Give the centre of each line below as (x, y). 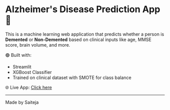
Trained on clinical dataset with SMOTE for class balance (72, 78)
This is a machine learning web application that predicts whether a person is (85, 34)
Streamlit (22, 66)
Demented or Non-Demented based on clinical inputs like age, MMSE (78, 40)
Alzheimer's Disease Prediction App (83, 9)
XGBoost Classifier (32, 72)
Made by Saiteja (22, 102)
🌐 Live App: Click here (29, 87)
